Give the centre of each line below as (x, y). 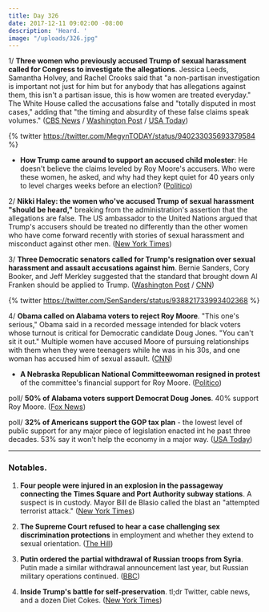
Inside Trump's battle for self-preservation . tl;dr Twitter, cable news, (135, 591)
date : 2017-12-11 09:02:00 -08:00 (66, 23)
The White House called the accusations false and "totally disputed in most (132, 103)
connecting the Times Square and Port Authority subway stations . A (136, 493)
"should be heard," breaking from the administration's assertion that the (128, 210)
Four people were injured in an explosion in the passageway (121, 485)
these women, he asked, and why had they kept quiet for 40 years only (137, 177)
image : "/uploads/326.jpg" (53, 38)
